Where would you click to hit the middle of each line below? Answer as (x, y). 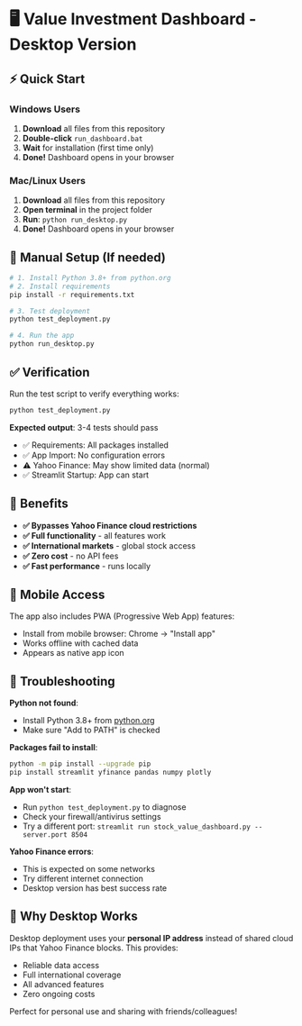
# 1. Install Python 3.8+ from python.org (90, 277)
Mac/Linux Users (47, 180)
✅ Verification (50, 372)
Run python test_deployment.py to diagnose (104, 807)
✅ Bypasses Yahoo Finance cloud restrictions (110, 525)
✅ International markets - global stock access (109, 545)
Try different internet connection (83, 878)
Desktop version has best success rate (95, 888)
